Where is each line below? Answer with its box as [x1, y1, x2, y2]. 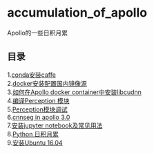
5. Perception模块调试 [7, 105, 68, 114]
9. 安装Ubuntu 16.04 [7, 138, 64, 147]
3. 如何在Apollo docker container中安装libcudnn [7, 88, 142, 96]
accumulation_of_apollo [7, 5, 147, 21]
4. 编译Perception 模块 [7, 96, 70, 105]
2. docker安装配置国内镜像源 [7, 79, 88, 87]
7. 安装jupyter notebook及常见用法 [7, 121, 103, 129]
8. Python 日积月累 [7, 129, 59, 138]
